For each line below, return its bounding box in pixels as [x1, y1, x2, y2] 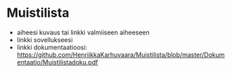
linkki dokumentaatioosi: [16, 43, 88, 51]
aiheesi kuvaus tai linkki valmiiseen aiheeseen [16, 28, 150, 36]
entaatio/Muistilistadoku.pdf [16, 58, 98, 66]
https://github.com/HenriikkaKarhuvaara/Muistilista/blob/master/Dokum [16, 51, 226, 59]
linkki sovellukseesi [16, 35, 73, 44]
